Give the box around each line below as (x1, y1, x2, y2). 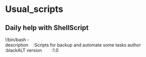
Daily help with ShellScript (5, 23, 89, 32)
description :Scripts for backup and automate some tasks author (5, 42, 141, 48)
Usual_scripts (5, 3, 63, 15)
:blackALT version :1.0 (5, 47, 59, 53)
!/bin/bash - (5, 36, 29, 42)
